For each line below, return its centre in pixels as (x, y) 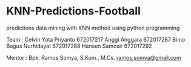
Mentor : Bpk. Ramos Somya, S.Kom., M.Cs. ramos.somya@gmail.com (94, 57)
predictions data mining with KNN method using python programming (93, 28)
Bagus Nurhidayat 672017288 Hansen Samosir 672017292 (79, 46)
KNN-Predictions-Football (74, 11)
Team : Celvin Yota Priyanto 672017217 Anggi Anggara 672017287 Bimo (96, 39)
